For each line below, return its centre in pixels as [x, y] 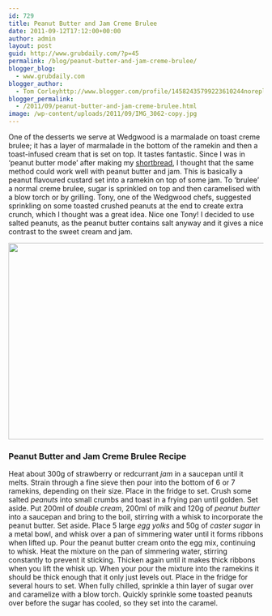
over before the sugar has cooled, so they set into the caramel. [113, 603]
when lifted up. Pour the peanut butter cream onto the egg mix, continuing [132, 543]
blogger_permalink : [41, 99]
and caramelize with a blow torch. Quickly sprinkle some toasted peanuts [130, 595]
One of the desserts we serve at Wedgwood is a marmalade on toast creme [134, 137]
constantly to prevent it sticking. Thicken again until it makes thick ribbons [132, 560]
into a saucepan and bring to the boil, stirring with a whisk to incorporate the [136, 517]
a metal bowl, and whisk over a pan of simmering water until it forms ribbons [136, 534]
